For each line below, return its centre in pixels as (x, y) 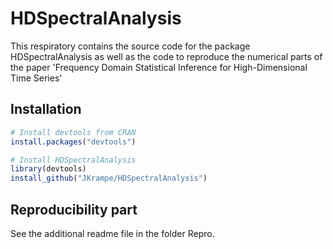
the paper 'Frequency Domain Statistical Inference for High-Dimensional (159, 67)
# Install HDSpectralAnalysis (73, 160)
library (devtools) (48, 169)
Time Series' (36, 78)
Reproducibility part (74, 209)
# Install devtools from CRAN (73, 132)
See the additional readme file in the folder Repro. (112, 233)
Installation (46, 109)
